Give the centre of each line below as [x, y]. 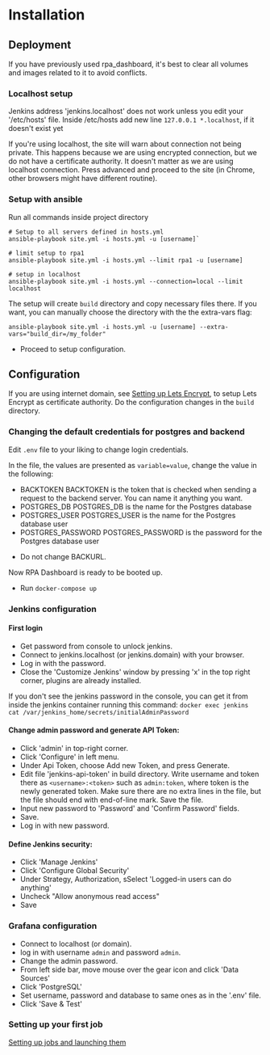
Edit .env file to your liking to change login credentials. [99, 449]
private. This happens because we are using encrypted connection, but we [133, 153]
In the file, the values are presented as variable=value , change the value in [133, 465]
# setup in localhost [45, 274]
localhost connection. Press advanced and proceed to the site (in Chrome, [132, 170]
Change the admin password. [69, 960]
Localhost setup [41, 93]
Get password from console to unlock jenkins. [96, 646]
